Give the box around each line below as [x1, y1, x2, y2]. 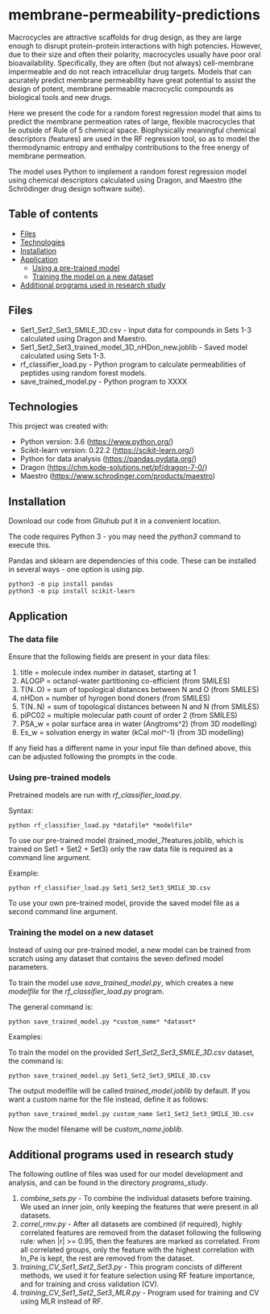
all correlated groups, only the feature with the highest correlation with [19, 1245, 255, 1255]
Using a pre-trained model [31, 262, 120, 272]
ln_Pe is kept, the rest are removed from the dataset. [19, 1253, 195, 1263]
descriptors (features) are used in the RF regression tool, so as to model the [8, 133, 260, 143]
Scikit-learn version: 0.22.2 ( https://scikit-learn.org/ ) [19, 446, 195, 455]
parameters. [8, 963, 49, 972]
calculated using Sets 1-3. [19, 351, 106, 360]
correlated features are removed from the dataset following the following [19, 1228, 262, 1237]
